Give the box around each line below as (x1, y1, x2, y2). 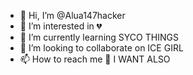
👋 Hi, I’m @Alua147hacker (19, 10, 126, 21)
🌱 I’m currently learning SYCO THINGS (19, 31, 179, 43)
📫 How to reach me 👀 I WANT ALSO (19, 53, 171, 65)
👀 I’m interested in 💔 (19, 20, 103, 32)
